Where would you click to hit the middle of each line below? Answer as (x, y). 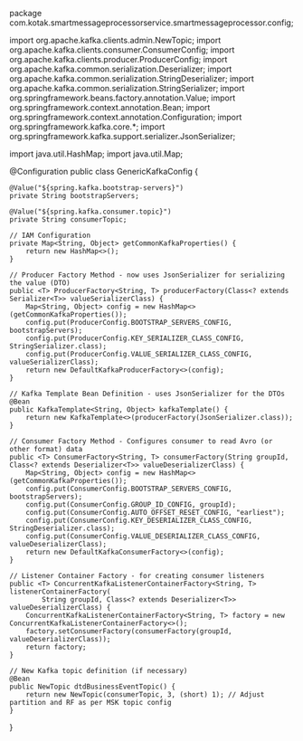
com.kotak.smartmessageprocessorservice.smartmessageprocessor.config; (151, 23)
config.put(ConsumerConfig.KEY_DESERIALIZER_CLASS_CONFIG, (139, 520)
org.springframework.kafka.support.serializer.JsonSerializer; (123, 136)
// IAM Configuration (50, 235)
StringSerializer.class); (58, 347)
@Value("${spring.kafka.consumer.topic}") (90, 212)
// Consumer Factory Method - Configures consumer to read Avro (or (141, 442)
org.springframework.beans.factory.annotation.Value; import (123, 98)
